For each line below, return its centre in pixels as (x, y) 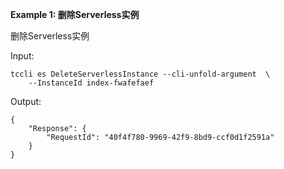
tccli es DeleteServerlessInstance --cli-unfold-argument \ (140, 74)
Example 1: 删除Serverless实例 (75, 14)
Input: (22, 56)
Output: (26, 101)
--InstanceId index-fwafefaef (91, 83)
